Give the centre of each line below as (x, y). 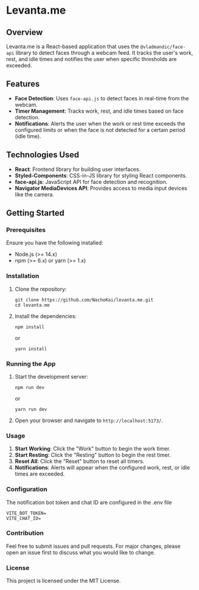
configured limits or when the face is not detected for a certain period (100, 130)
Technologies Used (42, 155)
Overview (25, 32)
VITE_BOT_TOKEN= (26, 513)
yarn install (31, 349)
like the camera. (34, 194)
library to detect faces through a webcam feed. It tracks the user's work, (104, 53)
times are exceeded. (40, 474)
